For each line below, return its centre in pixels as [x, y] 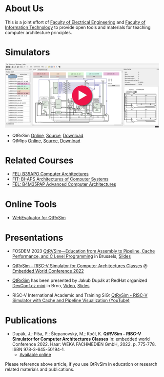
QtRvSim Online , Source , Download [48, 135]
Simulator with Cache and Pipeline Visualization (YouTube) [71, 301]
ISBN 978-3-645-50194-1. [38, 350]
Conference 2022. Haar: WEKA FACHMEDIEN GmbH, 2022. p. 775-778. [84, 344]
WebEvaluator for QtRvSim [39, 218]
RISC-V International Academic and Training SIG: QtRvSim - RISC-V [80, 295]
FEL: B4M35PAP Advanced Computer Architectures [64, 184]
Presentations [34, 238]
